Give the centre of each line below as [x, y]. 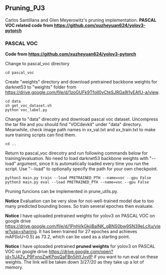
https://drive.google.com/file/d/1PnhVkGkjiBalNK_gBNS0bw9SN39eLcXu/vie [83, 226]
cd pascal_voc [20, 73]
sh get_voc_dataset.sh [28, 106]
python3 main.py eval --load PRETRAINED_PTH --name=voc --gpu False [77, 182]
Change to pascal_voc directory [38, 64]
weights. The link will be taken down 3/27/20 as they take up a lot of [75, 262]
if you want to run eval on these [126, 257]
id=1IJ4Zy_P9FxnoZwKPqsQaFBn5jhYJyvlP [49, 257]
